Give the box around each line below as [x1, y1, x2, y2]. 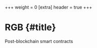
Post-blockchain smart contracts [5, 38, 73, 44]
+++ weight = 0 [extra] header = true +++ [5, 4, 92, 10]
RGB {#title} [5, 22, 56, 33]
